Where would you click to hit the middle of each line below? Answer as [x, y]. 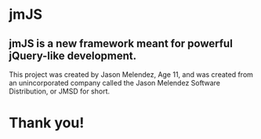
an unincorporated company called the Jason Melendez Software [114, 83]
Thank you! [47, 123]
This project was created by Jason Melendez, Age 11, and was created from [131, 75]
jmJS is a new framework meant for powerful [121, 44]
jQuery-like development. [73, 55]
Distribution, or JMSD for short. [60, 91]
